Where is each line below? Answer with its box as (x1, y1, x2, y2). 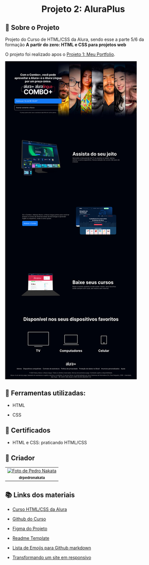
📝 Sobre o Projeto (5, 23, 60, 32)
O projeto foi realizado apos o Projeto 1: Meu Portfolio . (5, 51, 115, 57)
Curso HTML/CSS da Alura (12, 506, 67, 512)
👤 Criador (5, 454, 35, 463)
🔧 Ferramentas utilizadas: (5, 389, 86, 398)
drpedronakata (19, 475, 46, 480)
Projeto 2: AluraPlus (41, 3, 125, 15)
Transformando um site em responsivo (12, 555, 92, 561)
